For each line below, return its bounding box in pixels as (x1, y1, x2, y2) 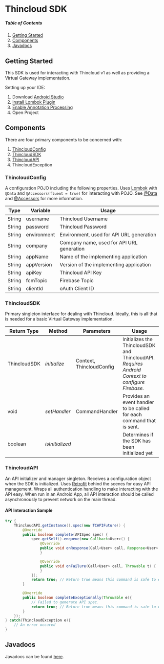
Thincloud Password (60, 224, 107, 230)
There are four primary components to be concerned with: (5, 137, 123, 142)
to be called (123, 405, 150, 412)
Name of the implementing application (60, 253, 147, 260)
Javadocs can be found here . (5, 653, 64, 659)
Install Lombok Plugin (12, 99, 56, 105)
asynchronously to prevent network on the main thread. (5, 496, 117, 502)
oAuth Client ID (60, 285, 94, 292)
